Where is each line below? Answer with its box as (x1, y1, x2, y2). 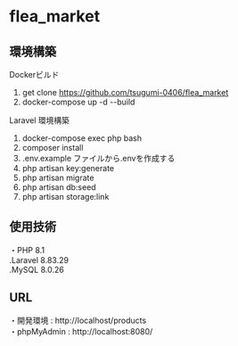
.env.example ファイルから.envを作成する (21, 153, 176, 163)
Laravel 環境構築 (9, 115, 70, 126)
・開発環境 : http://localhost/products (9, 315, 147, 325)
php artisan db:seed (21, 182, 96, 193)
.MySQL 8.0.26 (9, 264, 64, 275)
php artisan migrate (21, 172, 94, 183)
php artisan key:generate (21, 163, 115, 173)
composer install (21, 143, 84, 152)
